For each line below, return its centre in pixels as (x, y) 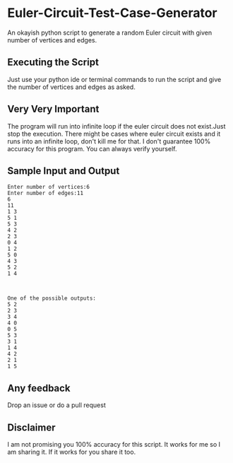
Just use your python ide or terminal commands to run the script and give (114, 79)
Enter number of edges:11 (45, 193)
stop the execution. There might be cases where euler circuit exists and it (114, 134)
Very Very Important (53, 109)
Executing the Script (53, 63)
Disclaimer (31, 427)
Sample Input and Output (64, 171)
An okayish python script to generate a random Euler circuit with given (110, 33)
